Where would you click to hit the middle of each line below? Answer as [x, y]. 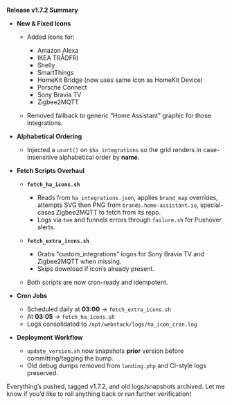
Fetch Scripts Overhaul [50, 171]
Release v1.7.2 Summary [43, 10]
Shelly [46, 65]
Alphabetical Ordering [49, 136]
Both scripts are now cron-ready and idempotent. [97, 282]
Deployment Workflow [50, 337]
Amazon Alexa [58, 50]
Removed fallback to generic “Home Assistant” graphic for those [119, 115]
